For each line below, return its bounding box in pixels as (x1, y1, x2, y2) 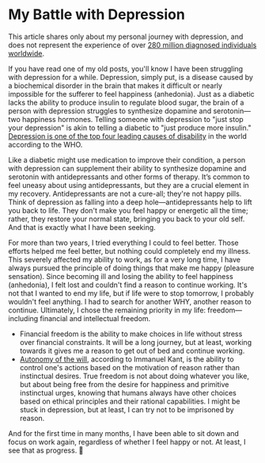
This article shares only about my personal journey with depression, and (8, 32, 244, 41)
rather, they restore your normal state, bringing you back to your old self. (8, 214, 245, 224)
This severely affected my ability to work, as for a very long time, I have (8, 254, 241, 264)
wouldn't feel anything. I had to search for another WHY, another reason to (8, 297, 252, 306)
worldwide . (8, 48, 45, 58)
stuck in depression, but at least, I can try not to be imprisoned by (19, 404, 235, 414)
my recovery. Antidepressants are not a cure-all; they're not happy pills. (8, 189, 242, 198)
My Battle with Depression (8, 6, 186, 24)
